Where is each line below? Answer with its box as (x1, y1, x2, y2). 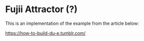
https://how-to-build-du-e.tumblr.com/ (5, 30, 86, 36)
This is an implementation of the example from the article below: (5, 20, 139, 26)
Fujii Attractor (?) (5, 4, 78, 15)
